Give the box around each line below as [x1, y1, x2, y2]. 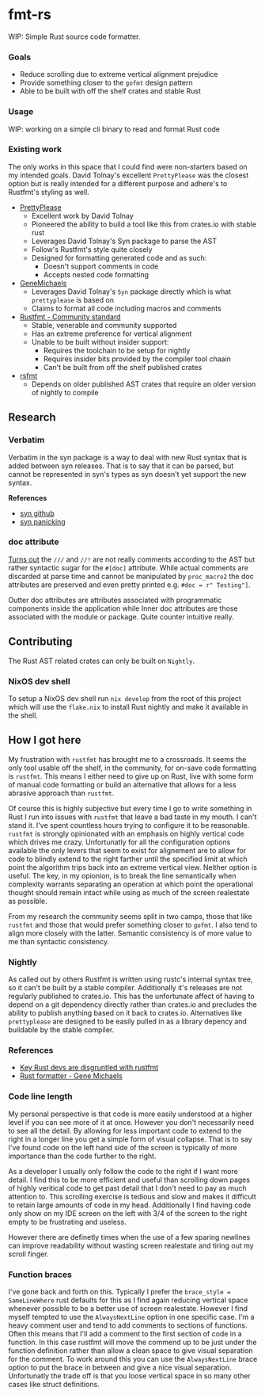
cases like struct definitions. [8, 1379, 100, 1389]
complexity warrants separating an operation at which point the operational [8, 879, 254, 889]
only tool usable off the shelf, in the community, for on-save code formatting [8, 763, 257, 772]
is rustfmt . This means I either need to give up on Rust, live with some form [8, 771, 254, 781]
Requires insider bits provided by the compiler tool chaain [43, 354, 232, 364]
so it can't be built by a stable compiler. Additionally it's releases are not [8, 983, 243, 993]
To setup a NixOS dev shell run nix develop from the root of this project [8, 693, 241, 703]
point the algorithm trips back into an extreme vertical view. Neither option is [8, 862, 257, 872]
